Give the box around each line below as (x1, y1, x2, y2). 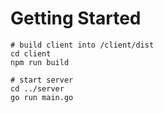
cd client (10, 48, 52, 59)
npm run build (10, 57, 70, 67)
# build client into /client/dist (10, 40, 155, 50)
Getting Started (10, 7, 142, 30)
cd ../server (10, 83, 65, 94)
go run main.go (10, 92, 74, 102)
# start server (10, 75, 74, 85)
